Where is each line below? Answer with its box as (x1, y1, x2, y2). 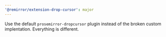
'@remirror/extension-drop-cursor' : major (4, 7, 94, 12)
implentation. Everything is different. (4, 26, 79, 32)
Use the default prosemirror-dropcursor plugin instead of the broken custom (4, 21, 162, 27)
